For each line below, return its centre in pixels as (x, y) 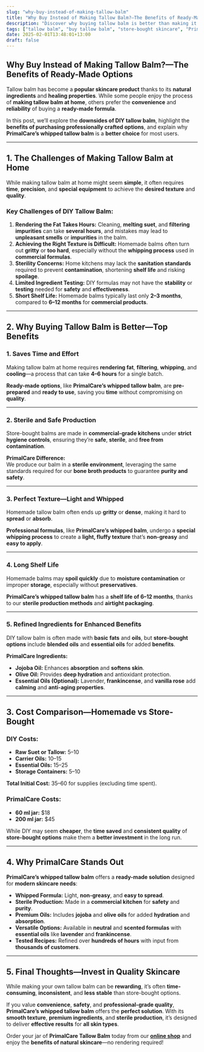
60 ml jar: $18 (32, 812)
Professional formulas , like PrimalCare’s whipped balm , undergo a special (101, 530)
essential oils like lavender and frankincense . (73, 934)
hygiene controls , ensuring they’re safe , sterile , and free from (85, 439)
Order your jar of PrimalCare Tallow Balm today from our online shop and (99, 1036)
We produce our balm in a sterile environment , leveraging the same (91, 464)
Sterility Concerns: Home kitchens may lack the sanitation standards (103, 263)
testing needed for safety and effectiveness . (73, 289)
